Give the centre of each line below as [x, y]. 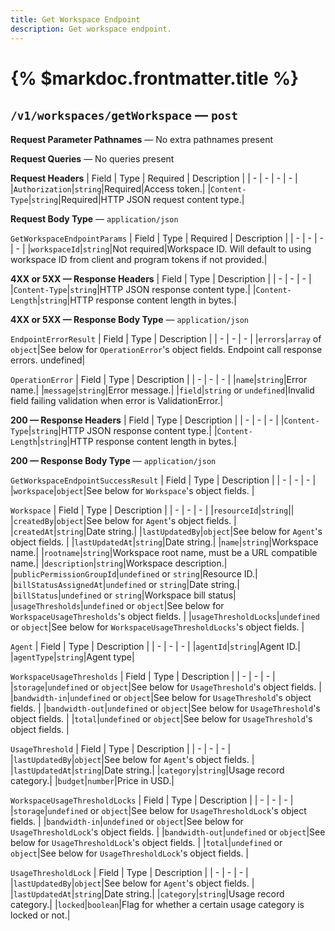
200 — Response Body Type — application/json [113, 460]
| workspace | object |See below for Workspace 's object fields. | [132, 490]
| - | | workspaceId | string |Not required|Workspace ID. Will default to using [161, 248]
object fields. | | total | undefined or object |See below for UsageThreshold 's [161, 718]
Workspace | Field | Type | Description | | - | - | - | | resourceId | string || [152, 510]
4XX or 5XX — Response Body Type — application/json [129, 319]
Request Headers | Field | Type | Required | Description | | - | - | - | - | [154, 178]
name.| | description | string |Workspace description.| [119, 563]
